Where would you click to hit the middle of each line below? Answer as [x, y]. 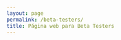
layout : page [25, 13]
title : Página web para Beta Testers [60, 26]
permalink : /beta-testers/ [45, 20]
